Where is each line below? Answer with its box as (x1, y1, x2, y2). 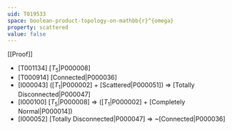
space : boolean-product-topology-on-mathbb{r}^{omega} (7, 17, 174, 24)
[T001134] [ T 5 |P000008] (17, 64, 91, 74)
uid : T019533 (7, 10, 46, 18)
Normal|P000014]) (17, 106, 73, 115)
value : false (7, 30, 46, 38)
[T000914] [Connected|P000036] (17, 73, 118, 82)
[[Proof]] (7, 50, 34, 59)
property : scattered (7, 24, 69, 31)
